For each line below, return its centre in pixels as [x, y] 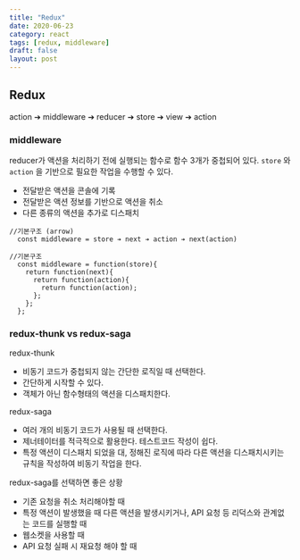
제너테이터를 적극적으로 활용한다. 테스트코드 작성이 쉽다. [120, 441]
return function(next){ [70, 272]
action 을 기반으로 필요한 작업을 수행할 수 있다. [92, 171]
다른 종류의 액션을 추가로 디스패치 [81, 213]
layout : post [33, 59]
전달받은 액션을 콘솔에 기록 [69, 191]
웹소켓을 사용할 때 [53, 535]
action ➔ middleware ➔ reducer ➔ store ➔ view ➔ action [113, 116]
